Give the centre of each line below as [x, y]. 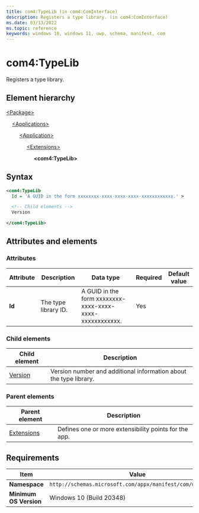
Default [179, 273]
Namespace [27, 485]
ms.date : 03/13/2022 [32, 23]
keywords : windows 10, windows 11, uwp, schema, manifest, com [86, 34]
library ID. [54, 310]
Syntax [20, 177]
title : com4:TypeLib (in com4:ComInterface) [62, 12]
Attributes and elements [52, 242]
